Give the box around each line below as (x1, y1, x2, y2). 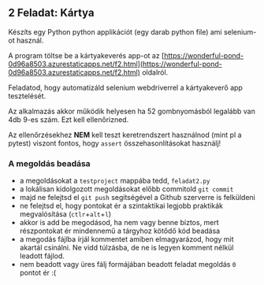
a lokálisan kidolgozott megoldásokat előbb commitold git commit (19, 184, 234, 194)
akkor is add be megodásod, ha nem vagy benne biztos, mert (19, 218, 219, 228)
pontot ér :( (19, 268, 57, 278)
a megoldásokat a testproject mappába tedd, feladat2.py (19, 176, 210, 186)
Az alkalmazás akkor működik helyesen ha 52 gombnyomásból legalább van (8, 106, 256, 116)
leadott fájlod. (19, 251, 65, 261)
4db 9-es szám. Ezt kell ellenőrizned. (8, 114, 129, 124)
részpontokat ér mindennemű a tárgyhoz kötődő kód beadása (19, 226, 221, 235)
